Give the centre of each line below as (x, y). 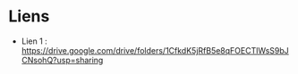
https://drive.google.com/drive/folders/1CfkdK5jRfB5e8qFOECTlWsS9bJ (155, 50)
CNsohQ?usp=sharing (62, 60)
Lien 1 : (34, 41)
